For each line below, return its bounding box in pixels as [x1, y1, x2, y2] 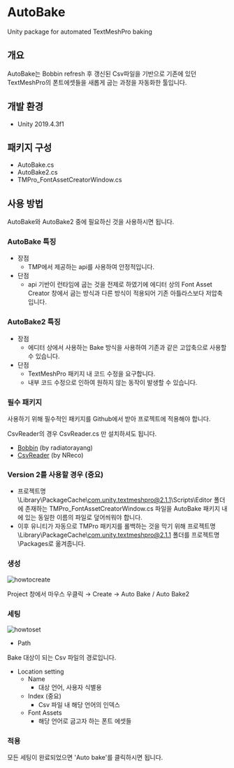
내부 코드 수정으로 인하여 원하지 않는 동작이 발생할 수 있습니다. [27, 378, 198, 386]
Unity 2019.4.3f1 [17, 120, 64, 128]
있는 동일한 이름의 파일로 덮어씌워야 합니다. [24, 513, 143, 522]
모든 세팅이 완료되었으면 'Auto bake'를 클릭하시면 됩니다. [7, 753, 163, 762]
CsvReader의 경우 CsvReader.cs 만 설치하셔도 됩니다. [7, 430, 157, 438]
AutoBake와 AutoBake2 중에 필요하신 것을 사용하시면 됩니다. [7, 218, 175, 226]
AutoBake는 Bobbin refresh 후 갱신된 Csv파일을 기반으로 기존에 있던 [7, 69, 197, 78]
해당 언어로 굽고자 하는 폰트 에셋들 [38, 716, 132, 725]
